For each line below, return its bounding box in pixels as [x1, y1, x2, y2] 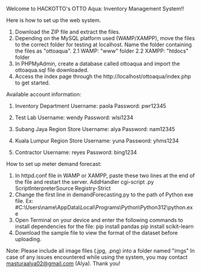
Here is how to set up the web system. [6, 17, 101, 23]
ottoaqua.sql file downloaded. [14, 66, 89, 74]
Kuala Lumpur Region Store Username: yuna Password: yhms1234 [14, 137, 179, 144]
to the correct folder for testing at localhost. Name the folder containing [14, 41, 192, 48]
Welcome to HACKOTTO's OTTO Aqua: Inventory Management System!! [6, 5, 184, 12]
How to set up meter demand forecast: [6, 160, 102, 167]
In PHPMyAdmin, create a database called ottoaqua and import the [14, 60, 180, 67]
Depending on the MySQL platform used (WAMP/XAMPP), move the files [14, 35, 195, 41]
